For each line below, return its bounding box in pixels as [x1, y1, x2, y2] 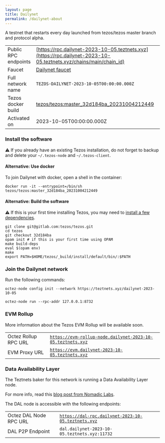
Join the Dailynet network [5, 266, 68, 272]
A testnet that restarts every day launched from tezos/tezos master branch [5, 30, 156, 36]
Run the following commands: [5, 277, 65, 283]
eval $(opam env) [5, 246, 41, 251]
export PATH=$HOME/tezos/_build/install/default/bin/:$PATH [5, 254, 131, 260]
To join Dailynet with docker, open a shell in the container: [5, 174, 122, 180]
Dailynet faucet [36, 66, 71, 73]
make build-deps [5, 241, 38, 246]
